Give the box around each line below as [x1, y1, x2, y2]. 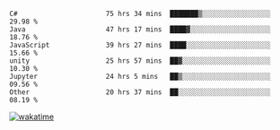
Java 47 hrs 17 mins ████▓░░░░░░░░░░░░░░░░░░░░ [9, 25, 271, 34]
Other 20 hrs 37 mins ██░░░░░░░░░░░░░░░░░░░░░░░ [9, 88, 271, 97]
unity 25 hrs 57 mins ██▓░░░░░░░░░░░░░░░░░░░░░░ [9, 56, 271, 65]
